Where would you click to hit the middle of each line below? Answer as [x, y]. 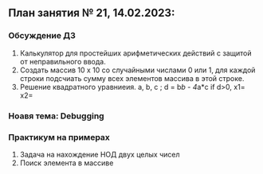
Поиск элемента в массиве [67, 163]
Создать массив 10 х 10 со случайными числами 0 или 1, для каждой [137, 70]
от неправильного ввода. [63, 61]
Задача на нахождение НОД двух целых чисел [100, 154]
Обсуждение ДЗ [42, 36]
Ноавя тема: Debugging [57, 116]
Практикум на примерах [59, 137]
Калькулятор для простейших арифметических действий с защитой [136, 53]
